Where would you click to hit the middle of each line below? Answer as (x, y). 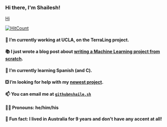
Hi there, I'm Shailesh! (33, 8)
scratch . (14, 59)
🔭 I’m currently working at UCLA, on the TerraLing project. (67, 40)
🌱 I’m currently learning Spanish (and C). (49, 71)
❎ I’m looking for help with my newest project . (54, 82)
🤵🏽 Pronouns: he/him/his (32, 107)
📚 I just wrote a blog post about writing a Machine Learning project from (83, 51)
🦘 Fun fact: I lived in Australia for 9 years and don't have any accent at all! (84, 119)
